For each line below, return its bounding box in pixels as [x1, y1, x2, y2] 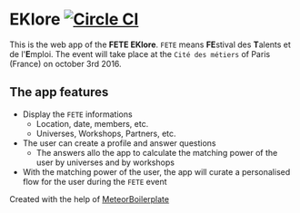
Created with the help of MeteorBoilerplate [9, 193, 170, 204]
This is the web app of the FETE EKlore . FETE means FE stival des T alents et [9, 39, 291, 50]
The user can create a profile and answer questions [22, 137, 216, 149]
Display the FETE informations [22, 109, 134, 120]
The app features [9, 84, 109, 100]
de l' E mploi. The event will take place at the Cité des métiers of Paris [9, 48, 271, 59]
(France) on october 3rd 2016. [9, 58, 122, 69]
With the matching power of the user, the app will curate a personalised [22, 166, 291, 177]
